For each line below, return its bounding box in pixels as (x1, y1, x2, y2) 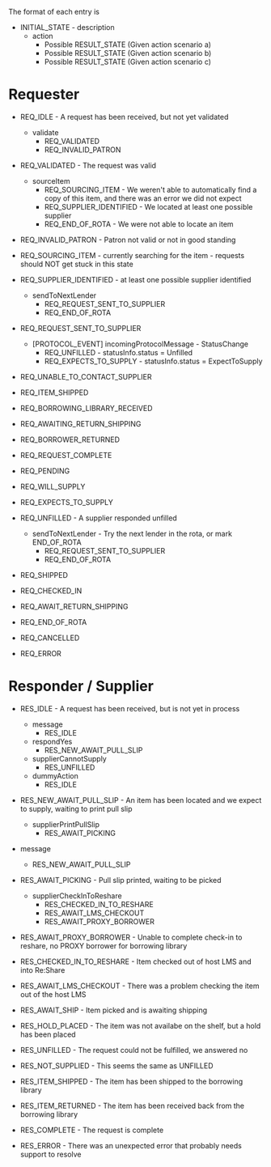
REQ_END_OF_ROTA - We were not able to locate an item (44, 219, 234, 229)
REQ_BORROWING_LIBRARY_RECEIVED (19, 403, 153, 413)
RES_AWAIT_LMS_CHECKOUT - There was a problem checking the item (19, 981, 260, 991)
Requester (8, 85, 80, 104)
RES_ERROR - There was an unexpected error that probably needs (19, 1140, 243, 1150)
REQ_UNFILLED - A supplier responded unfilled (19, 513, 178, 523)
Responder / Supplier (8, 677, 154, 695)
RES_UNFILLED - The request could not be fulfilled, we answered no (19, 1045, 248, 1055)
